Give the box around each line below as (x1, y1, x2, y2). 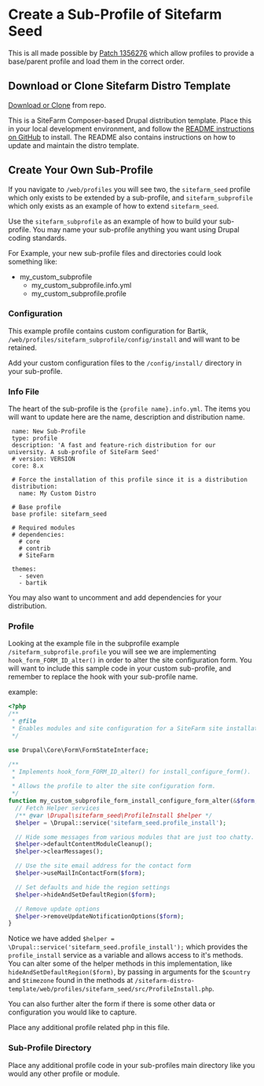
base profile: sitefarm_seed (11, 510, 108, 519)
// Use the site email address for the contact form (15, 862, 192, 870)
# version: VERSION (11, 455, 76, 464)
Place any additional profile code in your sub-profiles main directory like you (8, 1060, 255, 1069)
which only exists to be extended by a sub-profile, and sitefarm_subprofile (8, 193, 254, 202)
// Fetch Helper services (15, 804, 101, 812)
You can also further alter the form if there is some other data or (8, 999, 216, 1009)
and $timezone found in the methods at (8, 976, 134, 985)
